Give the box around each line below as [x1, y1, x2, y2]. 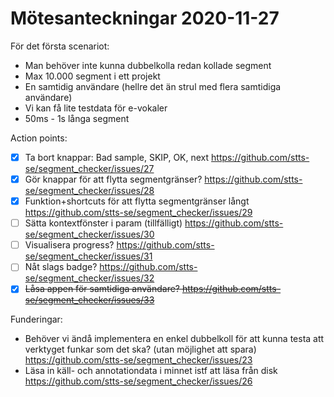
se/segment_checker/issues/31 [24, 250, 153, 262]
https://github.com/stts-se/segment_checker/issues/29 [24, 207, 253, 219]
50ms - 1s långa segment [24, 112, 130, 124]
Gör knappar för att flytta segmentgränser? [24, 173, 203, 185]
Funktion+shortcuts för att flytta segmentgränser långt [24, 195, 250, 207]
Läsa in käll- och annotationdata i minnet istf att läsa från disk [24, 365, 278, 377]
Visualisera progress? [24, 239, 115, 251]
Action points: [10, 132, 68, 144]
